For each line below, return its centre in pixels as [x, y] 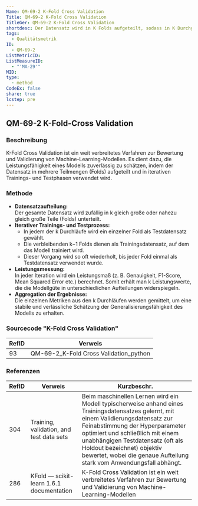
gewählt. [34, 237]
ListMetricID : [24, 56]
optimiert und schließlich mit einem [130, 433]
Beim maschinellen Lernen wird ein [130, 396]
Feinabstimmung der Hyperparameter [134, 426]
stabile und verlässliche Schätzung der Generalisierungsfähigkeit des [99, 306]
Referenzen [23, 371]
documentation [51, 491]
